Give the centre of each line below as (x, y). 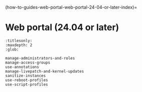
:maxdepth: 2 (19, 45)
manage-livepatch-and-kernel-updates (45, 71)
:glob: (12, 49)
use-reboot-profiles (27, 80)
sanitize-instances (26, 75)
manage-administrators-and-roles (40, 58)
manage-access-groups (28, 62)
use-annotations (22, 67)
